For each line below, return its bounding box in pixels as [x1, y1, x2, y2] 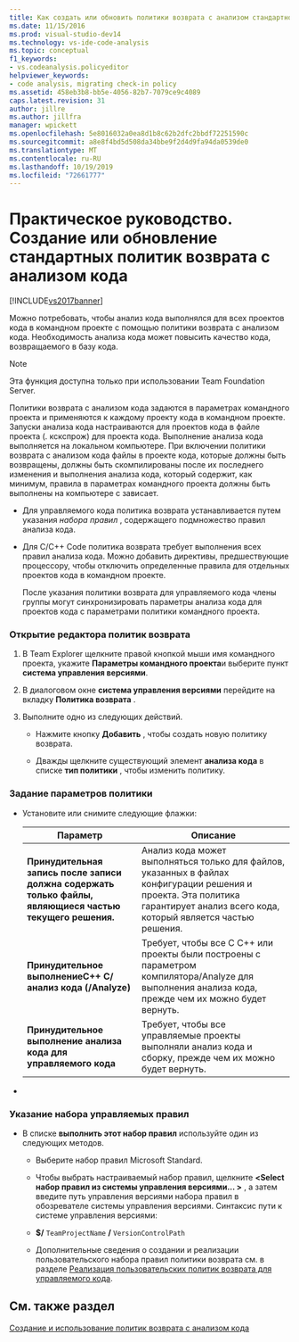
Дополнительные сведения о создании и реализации [35, 1245, 239, 1255]
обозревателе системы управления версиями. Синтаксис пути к [35, 1201, 283, 1212]
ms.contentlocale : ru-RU [9, 153, 101, 163]
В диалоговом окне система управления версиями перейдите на [21, 684, 276, 696]
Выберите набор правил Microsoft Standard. [35, 1155, 203, 1165]
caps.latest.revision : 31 [9, 95, 105, 105]
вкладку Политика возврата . [21, 694, 136, 705]
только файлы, [26, 889, 93, 901]
